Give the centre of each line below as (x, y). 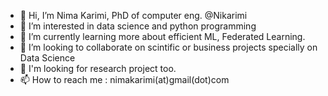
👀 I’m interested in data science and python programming (138, 26)
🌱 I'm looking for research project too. (98, 68)
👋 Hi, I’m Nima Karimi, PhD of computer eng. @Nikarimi (133, 15)
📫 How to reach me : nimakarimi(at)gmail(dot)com (124, 79)
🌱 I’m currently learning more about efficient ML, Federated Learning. (162, 36)
